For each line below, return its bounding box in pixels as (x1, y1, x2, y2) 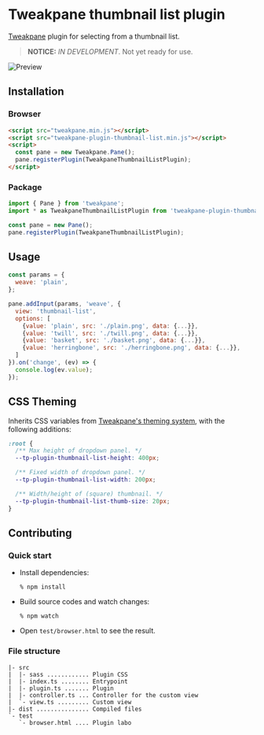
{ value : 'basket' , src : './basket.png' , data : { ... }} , (22, 336, 206, 344)
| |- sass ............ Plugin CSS (8, 670, 128, 678)
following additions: (8, 424, 72, 434)
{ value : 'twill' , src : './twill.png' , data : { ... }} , (22, 329, 199, 337)
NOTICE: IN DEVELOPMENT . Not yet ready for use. (27, 46, 193, 56)
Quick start (8, 550, 53, 561)
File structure (8, 646, 60, 657)
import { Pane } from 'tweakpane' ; (8, 199, 125, 208)
